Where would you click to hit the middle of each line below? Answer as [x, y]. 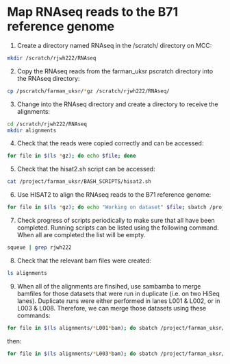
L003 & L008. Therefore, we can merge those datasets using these [112, 308]
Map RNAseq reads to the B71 [93, 12]
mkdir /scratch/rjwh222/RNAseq [52, 58]
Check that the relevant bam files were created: [84, 260]
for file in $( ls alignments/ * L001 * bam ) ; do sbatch [82, 328]
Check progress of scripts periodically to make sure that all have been [116, 221]
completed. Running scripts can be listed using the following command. [118, 228]
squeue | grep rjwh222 [39, 247]
